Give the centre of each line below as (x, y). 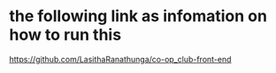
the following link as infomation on (138, 16)
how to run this (65, 35)
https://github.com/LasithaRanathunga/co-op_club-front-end (120, 59)
